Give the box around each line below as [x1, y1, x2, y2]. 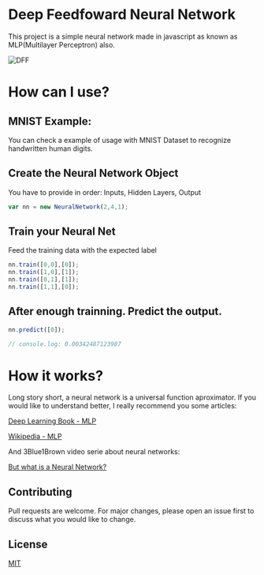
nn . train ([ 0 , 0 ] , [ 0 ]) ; [8, 261, 80, 269]
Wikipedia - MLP [8, 432, 62, 442]
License [8, 537, 48, 551]
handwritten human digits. [8, 144, 93, 153]
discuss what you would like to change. [8, 515, 136, 524]
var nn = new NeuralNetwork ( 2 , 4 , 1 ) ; [8, 203, 128, 211]
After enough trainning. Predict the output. [8, 305, 222, 318]
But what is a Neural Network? [8, 462, 107, 472]
